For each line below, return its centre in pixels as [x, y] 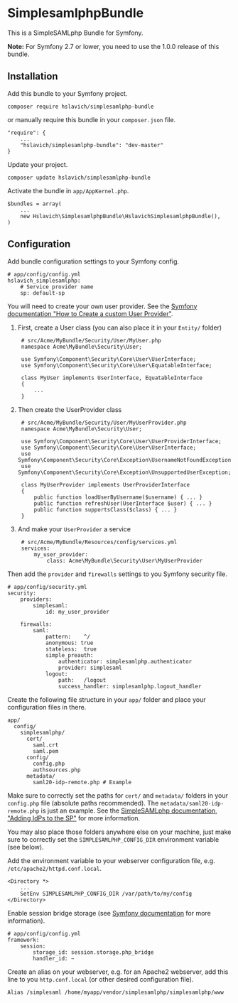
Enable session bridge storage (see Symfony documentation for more [109, 913]
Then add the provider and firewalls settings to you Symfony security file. [117, 574]
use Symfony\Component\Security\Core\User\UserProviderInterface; [121, 441]
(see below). [26, 847]
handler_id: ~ [54, 958]
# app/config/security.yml [47, 587]
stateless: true [71, 649]
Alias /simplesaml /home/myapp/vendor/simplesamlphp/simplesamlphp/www [115, 992]
